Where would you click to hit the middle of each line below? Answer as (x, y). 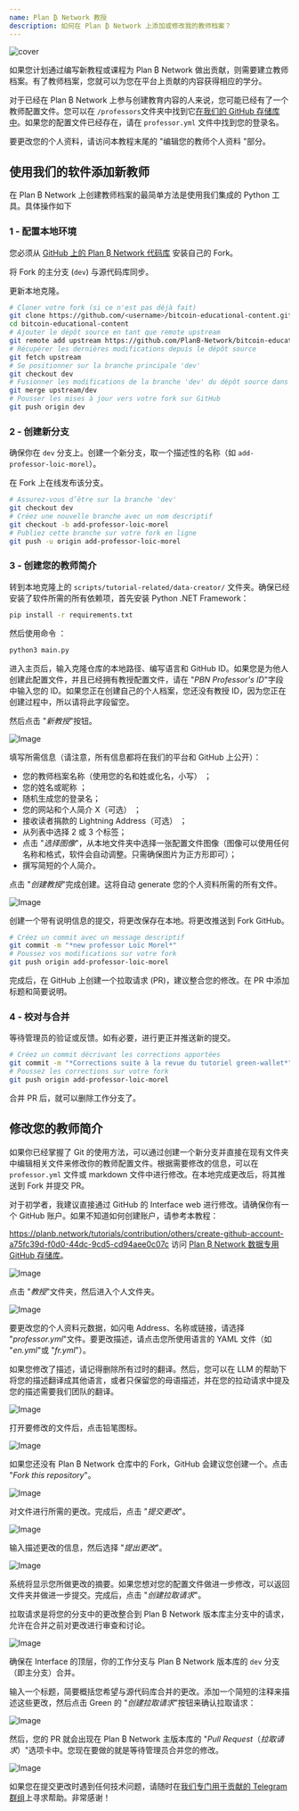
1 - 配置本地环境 (43, 231)
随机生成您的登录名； (61, 798)
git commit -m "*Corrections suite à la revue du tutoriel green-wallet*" (151, 1063)
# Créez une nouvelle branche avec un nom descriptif (111, 517)
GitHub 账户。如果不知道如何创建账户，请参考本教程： (119, 1216)
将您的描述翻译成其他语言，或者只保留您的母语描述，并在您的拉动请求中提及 (149, 1380)
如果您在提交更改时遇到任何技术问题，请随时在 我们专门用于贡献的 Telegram (148, 1786)
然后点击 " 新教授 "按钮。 (53, 720)
